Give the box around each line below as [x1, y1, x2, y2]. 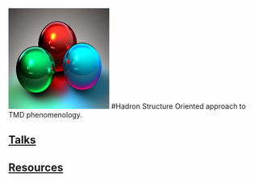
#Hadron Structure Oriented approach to [110, 101, 246, 111]
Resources [8, 160, 64, 174]
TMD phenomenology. [8, 110, 83, 119]
